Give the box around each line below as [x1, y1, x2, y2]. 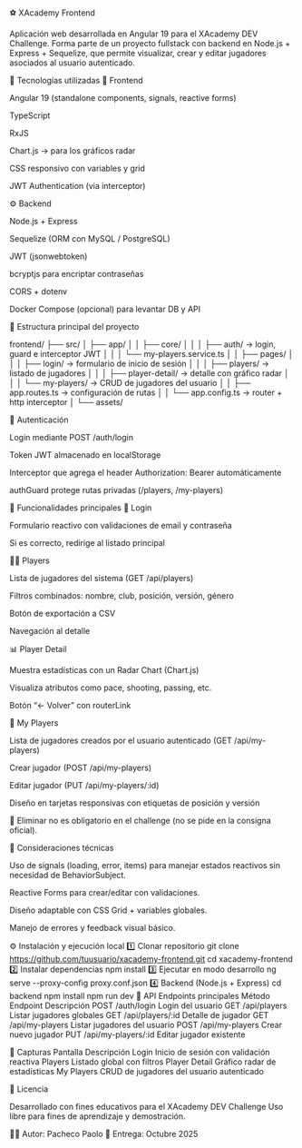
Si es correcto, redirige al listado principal [9, 538, 166, 548]
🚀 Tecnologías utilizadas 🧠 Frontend [9, 75, 143, 85]
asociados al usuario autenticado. [9, 57, 136, 68]
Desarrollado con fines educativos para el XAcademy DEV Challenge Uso [9, 1102, 284, 1112]
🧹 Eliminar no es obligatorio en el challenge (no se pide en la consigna [9, 816, 272, 826]
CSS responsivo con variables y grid [9, 163, 145, 173]
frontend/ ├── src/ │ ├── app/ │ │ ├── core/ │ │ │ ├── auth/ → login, [9, 339, 277, 350]
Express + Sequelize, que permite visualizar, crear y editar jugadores [9, 48, 267, 58]
